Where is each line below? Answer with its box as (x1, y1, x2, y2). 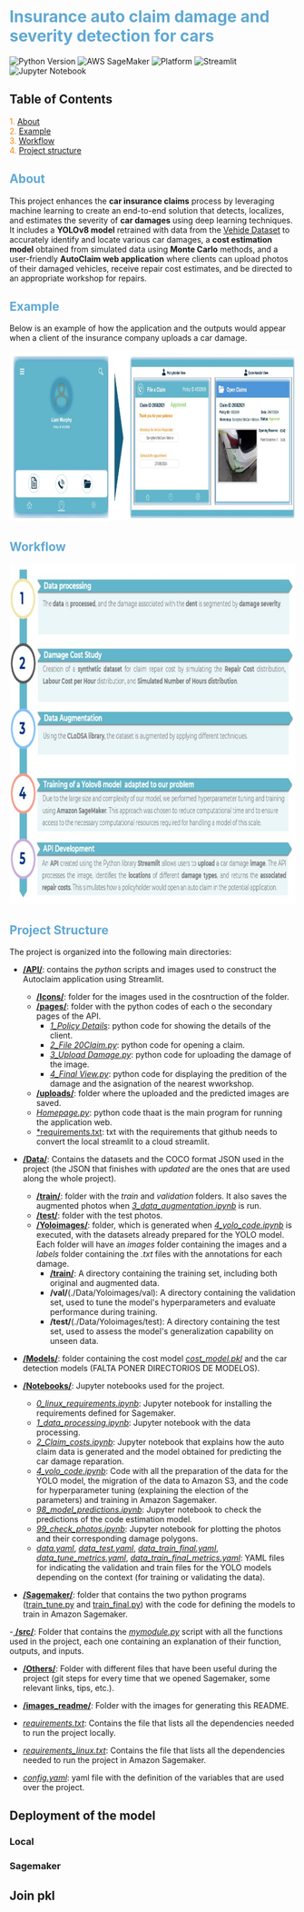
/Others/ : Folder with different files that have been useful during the (22, 1663, 278, 1674)
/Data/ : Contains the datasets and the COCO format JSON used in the (22, 1154, 284, 1164)
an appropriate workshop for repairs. (9, 273, 147, 284)
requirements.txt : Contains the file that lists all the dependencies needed (22, 1718, 295, 1728)
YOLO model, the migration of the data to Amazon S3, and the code (35, 1475, 289, 1486)
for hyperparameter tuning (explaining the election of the (35, 1485, 250, 1496)
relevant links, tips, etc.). (22, 1683, 115, 1693)
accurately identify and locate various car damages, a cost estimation (9, 234, 272, 244)
